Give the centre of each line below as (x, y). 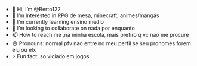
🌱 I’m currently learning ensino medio (58, 22)
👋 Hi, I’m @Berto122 (36, 9)
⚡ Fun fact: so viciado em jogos (50, 56)
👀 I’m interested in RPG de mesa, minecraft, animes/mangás (85, 15)
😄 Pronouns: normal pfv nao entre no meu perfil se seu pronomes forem (101, 43)
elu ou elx (24, 50)
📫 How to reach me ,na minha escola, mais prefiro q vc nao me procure (100, 35)
